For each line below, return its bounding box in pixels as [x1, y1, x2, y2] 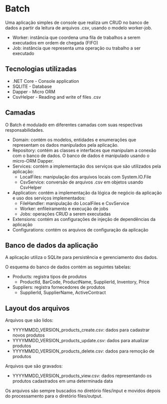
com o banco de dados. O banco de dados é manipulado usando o [12, 153, 150, 159]
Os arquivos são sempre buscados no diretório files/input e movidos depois [5, 388, 161, 394]
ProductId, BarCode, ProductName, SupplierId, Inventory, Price [19, 279, 150, 285]
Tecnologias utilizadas [5, 65, 77, 73]
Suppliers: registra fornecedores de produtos [12, 284, 106, 290]
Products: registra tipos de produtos [12, 274, 87, 280]
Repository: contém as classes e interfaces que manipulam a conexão [12, 147, 157, 153]
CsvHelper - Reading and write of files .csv [12, 94, 101, 100]
